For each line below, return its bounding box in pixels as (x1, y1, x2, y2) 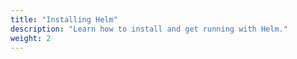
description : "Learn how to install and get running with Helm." (10, 24, 288, 34)
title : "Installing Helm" (10, 14, 118, 25)
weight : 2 (10, 33, 52, 43)
